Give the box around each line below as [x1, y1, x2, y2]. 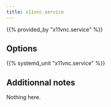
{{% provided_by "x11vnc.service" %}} [6, 26, 104, 33]
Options [6, 43, 38, 54]
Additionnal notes [6, 77, 76, 87]
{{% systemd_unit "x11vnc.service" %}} [6, 59, 106, 67]
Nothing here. [6, 94, 41, 101]
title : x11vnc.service [6, 9, 64, 15]
